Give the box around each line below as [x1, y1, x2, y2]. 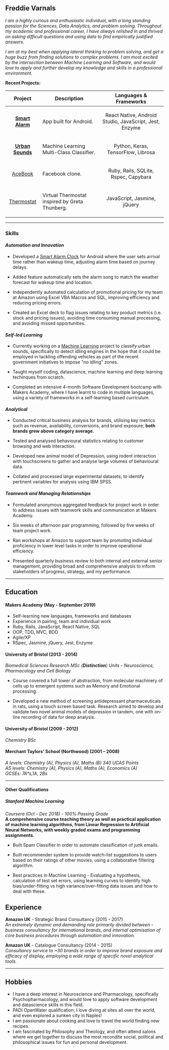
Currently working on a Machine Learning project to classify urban [12, 343, 150, 349]
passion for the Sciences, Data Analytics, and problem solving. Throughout [5, 23, 162, 29]
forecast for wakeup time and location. [12, 279, 93, 285]
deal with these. [12, 888, 46, 894]
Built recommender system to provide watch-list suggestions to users [12, 852, 157, 858]
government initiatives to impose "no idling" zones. [12, 359, 119, 365]
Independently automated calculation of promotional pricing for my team [12, 289, 163, 295]
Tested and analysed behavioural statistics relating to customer [12, 438, 144, 444]
